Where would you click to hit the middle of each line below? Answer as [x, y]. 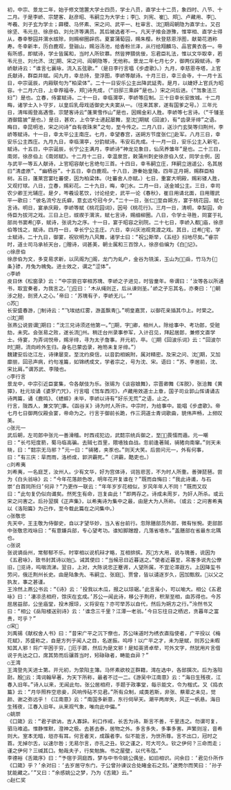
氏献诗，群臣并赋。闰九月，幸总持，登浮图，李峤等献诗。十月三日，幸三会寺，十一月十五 [115, 76]
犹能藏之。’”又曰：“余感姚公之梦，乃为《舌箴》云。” [70, 773]
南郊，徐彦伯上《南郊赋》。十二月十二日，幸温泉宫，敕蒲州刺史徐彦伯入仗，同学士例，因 [114, 157]
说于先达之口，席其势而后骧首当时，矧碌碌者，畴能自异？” [78, 655]
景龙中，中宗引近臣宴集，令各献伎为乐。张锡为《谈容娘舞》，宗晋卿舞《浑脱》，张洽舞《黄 [115, 384]
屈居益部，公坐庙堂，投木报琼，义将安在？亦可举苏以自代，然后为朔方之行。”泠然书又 [110, 604]
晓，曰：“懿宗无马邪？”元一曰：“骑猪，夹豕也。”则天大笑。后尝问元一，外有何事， [107, 450]
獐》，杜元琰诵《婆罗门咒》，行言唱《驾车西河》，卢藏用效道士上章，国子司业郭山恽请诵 [111, 392]
